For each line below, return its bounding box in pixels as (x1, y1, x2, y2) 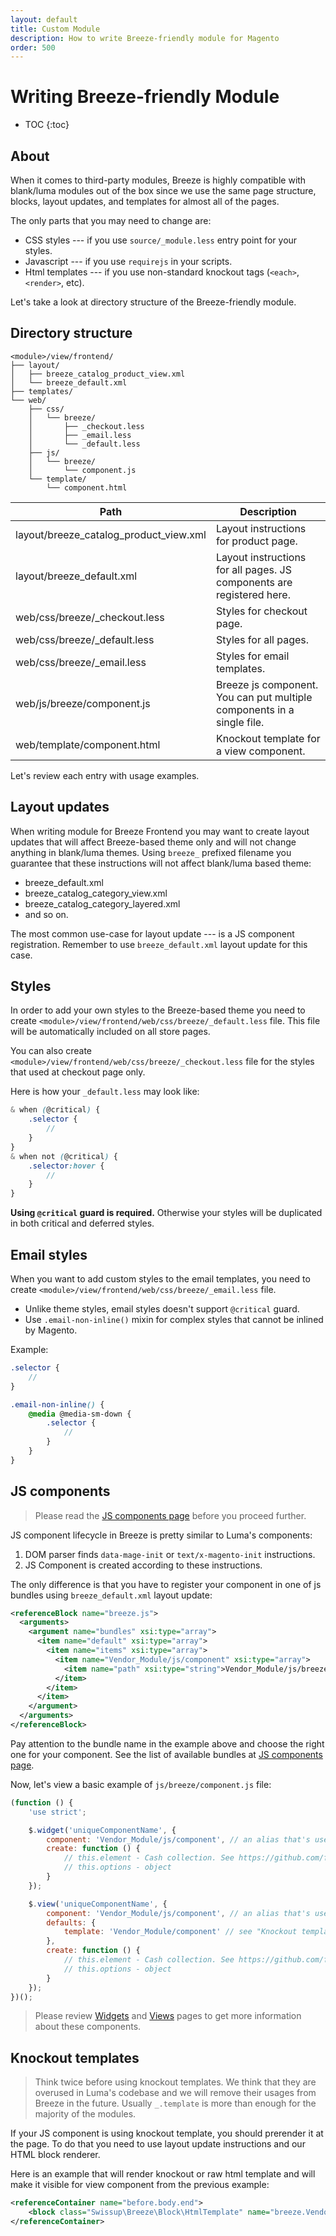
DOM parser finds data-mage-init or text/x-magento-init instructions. (24, 1548, 316, 1560)
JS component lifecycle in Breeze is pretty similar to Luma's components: (10, 1529, 313, 1541)
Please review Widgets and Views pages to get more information (34, 2010, 302, 2022)
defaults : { (46, 1917, 97, 1928)
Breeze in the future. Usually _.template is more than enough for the (34, 2097, 317, 2110)
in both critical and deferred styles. (10, 1217, 155, 1230)
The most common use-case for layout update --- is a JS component (10, 927, 295, 940)
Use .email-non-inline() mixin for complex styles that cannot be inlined (24, 1314, 324, 1325)
